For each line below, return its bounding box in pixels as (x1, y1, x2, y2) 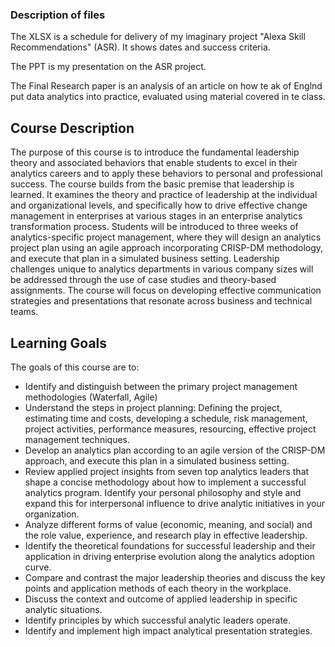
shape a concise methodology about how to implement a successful (24, 476, 307, 488)
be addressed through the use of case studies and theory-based (10, 274, 277, 286)
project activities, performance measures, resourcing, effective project (24, 423, 317, 435)
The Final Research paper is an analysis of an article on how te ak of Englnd (10, 80, 323, 92)
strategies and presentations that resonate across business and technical (10, 295, 313, 307)
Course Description (10, 119, 135, 137)
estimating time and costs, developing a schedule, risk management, (24, 412, 308, 424)
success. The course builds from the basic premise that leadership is (10, 178, 295, 190)
